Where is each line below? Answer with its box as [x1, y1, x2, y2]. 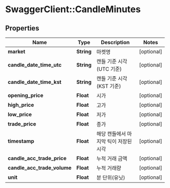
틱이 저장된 [107, 138, 133, 145]
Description [101, 39, 130, 46]
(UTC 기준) [96, 66, 122, 72]
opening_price [8, 92, 44, 99]
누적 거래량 [96, 165, 121, 171]
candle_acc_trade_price [8, 155, 67, 162]
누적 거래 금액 [96, 155, 127, 162]
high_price [8, 102, 34, 108]
